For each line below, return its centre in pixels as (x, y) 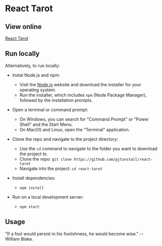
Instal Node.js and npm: (36, 75)
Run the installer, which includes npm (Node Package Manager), (83, 95)
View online (23, 27)
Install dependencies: (34, 178)
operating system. (38, 90)
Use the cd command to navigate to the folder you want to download (88, 148)
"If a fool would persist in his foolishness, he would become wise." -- (74, 234)
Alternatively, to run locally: (33, 65)
